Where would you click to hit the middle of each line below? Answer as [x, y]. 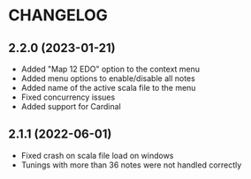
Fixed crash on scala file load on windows [97, 155]
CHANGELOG [58, 15]
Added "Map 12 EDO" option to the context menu [110, 69]
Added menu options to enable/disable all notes [108, 78]
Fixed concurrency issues [68, 97]
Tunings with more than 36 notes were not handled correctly [131, 165]
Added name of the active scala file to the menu [108, 88]
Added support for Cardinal [71, 106]
